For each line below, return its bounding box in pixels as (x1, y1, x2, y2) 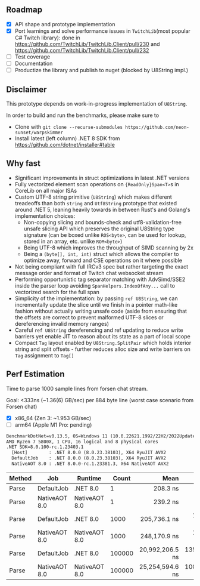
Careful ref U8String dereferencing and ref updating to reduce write (14, 326, 183, 334)
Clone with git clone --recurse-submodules (14, 123, 123, 130)
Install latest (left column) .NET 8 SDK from (14, 134, 120, 142)
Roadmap (6, 5, 43, 15)
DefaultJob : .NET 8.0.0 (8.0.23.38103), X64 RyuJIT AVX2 (11, 455, 167, 461)
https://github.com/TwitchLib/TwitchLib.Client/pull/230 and (14, 40, 160, 47)
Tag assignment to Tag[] (14, 351, 74, 359)
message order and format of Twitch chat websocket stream (14, 269, 164, 276)
